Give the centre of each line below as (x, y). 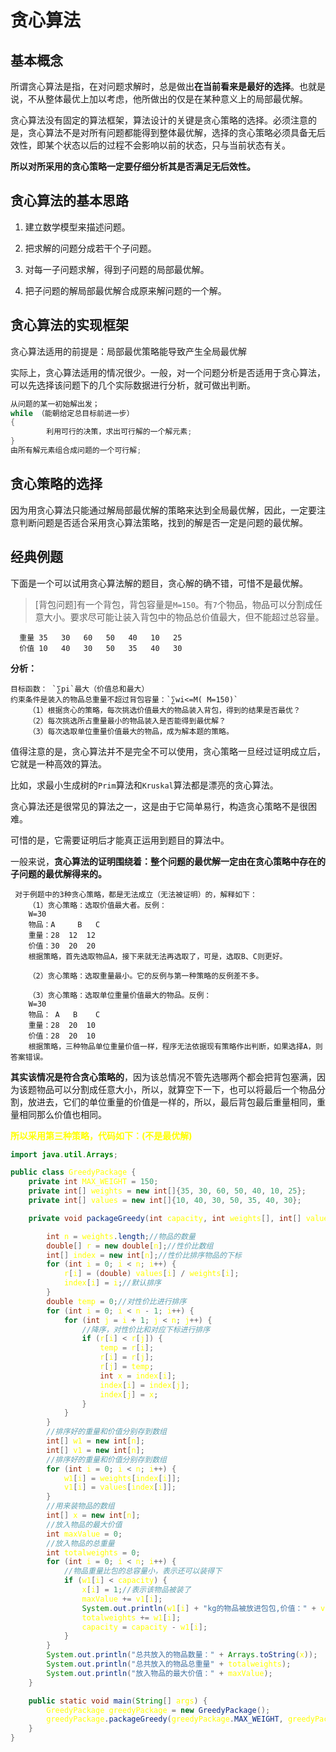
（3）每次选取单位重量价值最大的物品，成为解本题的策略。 (131, 731)
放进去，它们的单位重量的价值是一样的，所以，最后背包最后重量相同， (172, 1102)
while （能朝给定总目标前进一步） (72, 413)
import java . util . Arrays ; (64, 1154)
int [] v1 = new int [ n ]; (95, 1450)
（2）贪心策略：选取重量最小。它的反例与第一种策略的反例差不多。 (146, 976)
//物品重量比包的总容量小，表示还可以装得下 (143, 1571)
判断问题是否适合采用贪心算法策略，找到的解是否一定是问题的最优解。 (163, 522)
